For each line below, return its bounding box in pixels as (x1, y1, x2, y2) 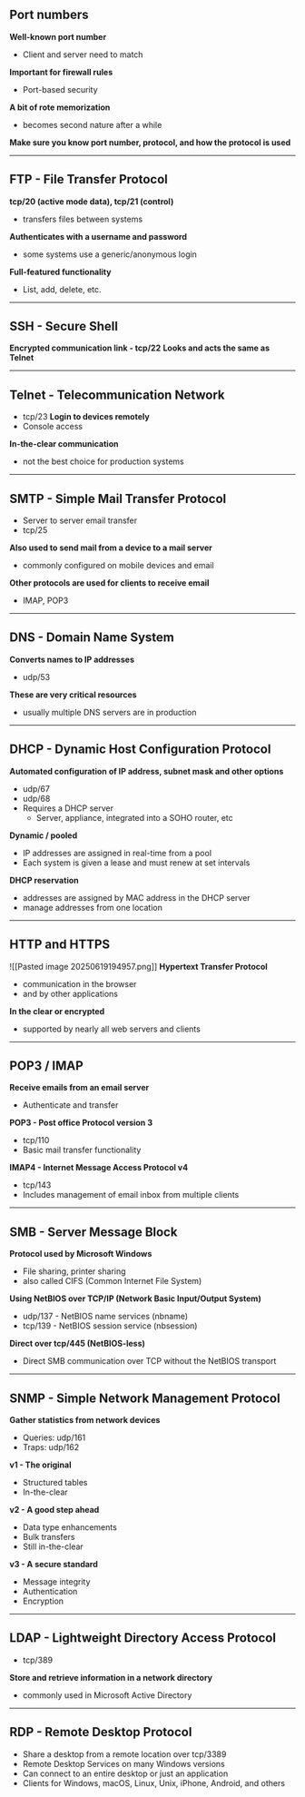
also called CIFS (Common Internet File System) (22, 1276, 202, 1287)
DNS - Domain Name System (9, 630, 174, 646)
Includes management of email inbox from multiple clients (22, 1190, 240, 1200)
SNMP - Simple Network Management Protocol (9, 1390, 280, 1406)
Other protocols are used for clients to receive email (9, 578, 210, 588)
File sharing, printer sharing (22, 1266, 126, 1277)
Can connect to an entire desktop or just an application (22, 1768, 229, 1779)
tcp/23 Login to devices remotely (22, 411, 150, 422)
